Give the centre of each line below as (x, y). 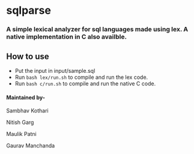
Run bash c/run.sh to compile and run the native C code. (85, 83)
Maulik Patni (22, 134)
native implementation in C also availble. (67, 37)
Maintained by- (26, 97)
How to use (28, 56)
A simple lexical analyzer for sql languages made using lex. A (97, 29)
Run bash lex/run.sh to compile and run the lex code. (81, 77)
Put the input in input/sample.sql (55, 70)
